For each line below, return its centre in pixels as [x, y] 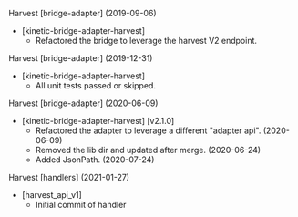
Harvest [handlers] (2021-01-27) [69, 177]
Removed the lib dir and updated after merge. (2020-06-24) [148, 150]
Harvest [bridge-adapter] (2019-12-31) [81, 58]
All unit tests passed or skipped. [96, 85]
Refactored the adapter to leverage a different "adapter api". [148, 130]
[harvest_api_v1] [52, 195]
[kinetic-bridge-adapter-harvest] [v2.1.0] [98, 121]
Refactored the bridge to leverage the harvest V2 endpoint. [146, 41]
